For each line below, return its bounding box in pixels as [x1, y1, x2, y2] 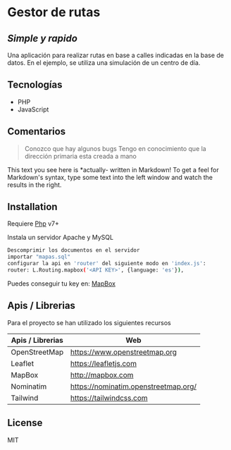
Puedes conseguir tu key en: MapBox [7, 279, 116, 288]
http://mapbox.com [70, 370, 134, 379]
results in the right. [7, 181, 62, 189]
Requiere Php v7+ [7, 219, 60, 228]
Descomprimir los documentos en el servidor [7, 247, 140, 254]
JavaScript [17, 105, 49, 114]
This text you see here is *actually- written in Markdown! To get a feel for [7, 165, 220, 174]
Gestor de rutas [7, 4, 101, 20]
